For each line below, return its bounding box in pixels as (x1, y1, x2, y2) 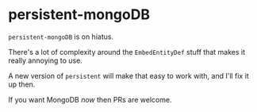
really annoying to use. (8, 56, 83, 65)
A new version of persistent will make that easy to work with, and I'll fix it (8, 71, 249, 80)
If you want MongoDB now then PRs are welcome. (8, 95, 172, 104)
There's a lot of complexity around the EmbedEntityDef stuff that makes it (8, 47, 246, 56)
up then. (8, 79, 36, 89)
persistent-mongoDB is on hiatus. (8, 32, 113, 41)
